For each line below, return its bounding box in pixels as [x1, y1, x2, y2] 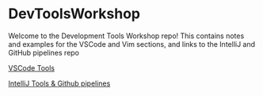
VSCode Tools [8, 63, 55, 72]
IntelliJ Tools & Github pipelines [8, 79, 111, 88]
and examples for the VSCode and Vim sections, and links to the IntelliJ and [8, 39, 256, 48]
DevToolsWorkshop [8, 5, 141, 23]
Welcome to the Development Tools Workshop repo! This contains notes [8, 31, 245, 40]
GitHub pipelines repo [8, 48, 80, 57]
